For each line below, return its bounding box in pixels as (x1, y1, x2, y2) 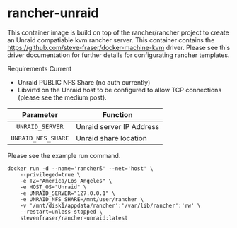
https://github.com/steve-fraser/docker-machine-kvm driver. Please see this (7, 43, 231, 52)
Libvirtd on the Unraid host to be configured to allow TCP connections (17, 85, 222, 94)
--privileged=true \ (20, 171, 81, 178)
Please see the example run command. (7, 151, 121, 160)
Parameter (22, 109, 58, 119)
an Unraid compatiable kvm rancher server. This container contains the (7, 35, 215, 44)
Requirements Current (7, 64, 72, 73)
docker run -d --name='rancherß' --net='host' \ (7, 164, 154, 172)
